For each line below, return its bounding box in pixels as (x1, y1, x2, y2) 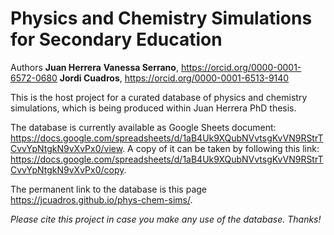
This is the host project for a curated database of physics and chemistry (10, 91, 308, 103)
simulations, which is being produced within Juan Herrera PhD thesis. (10, 102, 297, 114)
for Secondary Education (10, 28, 223, 51)
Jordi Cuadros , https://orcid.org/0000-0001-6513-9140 (59, 72, 290, 84)
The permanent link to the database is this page (10, 183, 208, 195)
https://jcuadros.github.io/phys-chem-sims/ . (10, 193, 193, 206)
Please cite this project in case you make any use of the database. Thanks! (10, 213, 322, 225)
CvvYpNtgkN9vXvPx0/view (10, 142, 123, 154)
